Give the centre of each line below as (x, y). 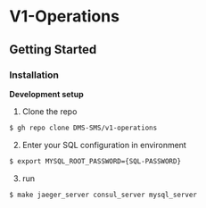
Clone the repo (49, 111)
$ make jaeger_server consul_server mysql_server (103, 195)
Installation (34, 75)
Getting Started (53, 50)
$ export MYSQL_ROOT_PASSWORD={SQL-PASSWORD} (95, 161)
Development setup (47, 94)
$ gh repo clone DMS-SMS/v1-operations (83, 128)
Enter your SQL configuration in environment (104, 145)
